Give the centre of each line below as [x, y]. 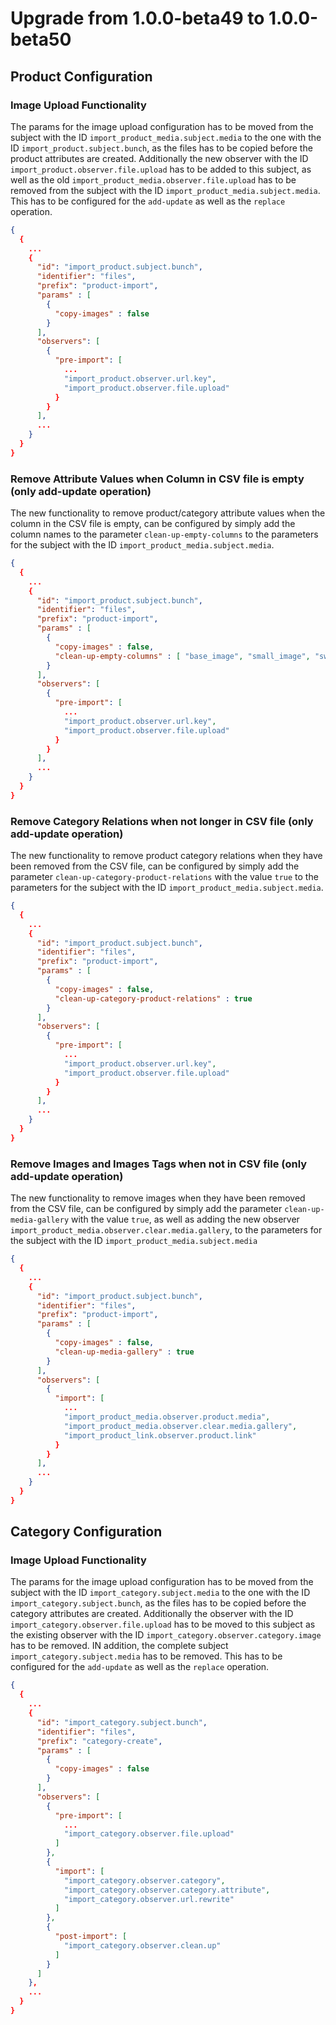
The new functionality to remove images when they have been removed [158, 1198]
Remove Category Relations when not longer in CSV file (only [162, 821]
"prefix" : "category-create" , [99, 1741]
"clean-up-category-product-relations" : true [153, 998]
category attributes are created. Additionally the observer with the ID [152, 1614]
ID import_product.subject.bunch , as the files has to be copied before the [161, 148]
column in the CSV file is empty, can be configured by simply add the [153, 524]
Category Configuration [86, 1532]
